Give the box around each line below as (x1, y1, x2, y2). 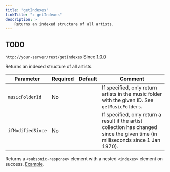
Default (78, 75, 97, 82)
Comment (119, 75, 144, 82)
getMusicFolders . (102, 103, 143, 110)
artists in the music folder (102, 91, 162, 98)
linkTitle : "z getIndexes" (5, 12, 62, 17)
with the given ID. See (102, 97, 154, 104)
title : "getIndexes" (5, 7, 49, 13)
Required (51, 75, 74, 82)
